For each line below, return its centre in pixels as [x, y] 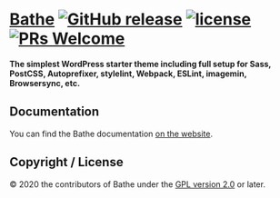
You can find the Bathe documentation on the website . [111, 134]
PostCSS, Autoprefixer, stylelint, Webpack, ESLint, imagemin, [128, 74]
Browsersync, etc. [45, 83]
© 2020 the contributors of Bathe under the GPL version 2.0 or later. [138, 184]
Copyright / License [67, 162]
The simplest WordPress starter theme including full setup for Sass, [140, 64]
